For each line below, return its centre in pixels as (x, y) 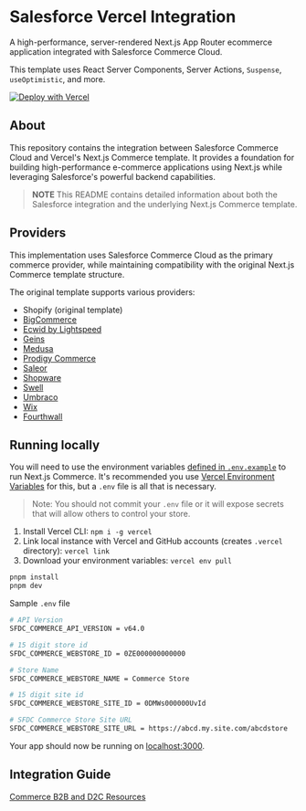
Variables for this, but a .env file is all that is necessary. (113, 487)
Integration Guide (60, 775)
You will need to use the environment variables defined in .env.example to (148, 467)
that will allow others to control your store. (111, 514)
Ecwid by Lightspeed (62, 329)
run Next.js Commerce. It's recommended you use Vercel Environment (142, 477)
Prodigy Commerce (59, 358)
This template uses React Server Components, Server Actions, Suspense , (146, 69)
